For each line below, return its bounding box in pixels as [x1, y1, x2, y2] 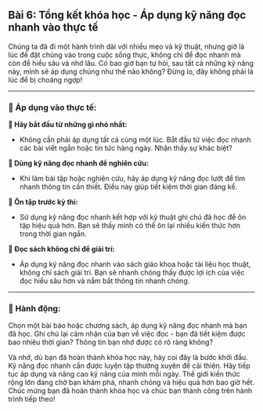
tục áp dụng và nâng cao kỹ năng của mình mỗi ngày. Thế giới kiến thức [8, 369, 241, 379]
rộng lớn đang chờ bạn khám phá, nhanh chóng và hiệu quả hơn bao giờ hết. [8, 378, 255, 387]
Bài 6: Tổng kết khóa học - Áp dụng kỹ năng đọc [8, 9, 247, 22]
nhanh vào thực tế [8, 21, 99, 35]
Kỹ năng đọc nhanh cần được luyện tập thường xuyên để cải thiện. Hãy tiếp [8, 361, 250, 370]
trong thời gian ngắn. [19, 229, 88, 238]
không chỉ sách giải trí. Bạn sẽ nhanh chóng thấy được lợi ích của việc [19, 268, 245, 278]
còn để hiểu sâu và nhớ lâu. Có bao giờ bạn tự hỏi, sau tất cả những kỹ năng [8, 58, 254, 67]
